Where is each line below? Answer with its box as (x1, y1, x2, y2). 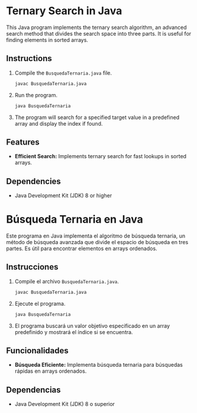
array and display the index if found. (14, 120, 103, 127)
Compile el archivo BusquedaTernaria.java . (14, 277, 120, 285)
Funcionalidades (6, 345, 69, 356)
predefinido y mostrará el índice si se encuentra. (14, 328, 133, 335)
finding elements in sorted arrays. (6, 36, 89, 43)
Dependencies (6, 176, 61, 186)
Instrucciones (6, 262, 59, 272)
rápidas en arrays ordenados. (14, 367, 87, 374)
